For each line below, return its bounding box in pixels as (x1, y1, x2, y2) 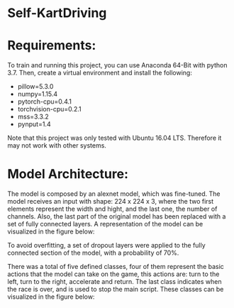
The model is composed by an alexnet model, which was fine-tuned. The (7, 189, 221, 198)
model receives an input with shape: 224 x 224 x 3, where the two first (7, 197, 214, 206)
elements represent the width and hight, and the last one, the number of (7, 204, 218, 214)
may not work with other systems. (7, 141, 106, 150)
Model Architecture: (7, 166, 129, 182)
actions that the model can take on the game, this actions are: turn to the (7, 270, 220, 278)
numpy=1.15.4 (17, 90, 58, 99)
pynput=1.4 (17, 120, 51, 128)
